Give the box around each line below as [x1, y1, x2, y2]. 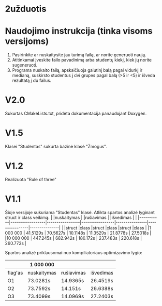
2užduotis [5, 3, 47, 15]
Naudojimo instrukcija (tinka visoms [5, 26, 153, 37]
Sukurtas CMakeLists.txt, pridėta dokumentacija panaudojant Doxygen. [5, 110, 147, 117]
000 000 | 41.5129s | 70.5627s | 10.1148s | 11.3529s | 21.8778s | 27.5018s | [5, 230, 152, 236]
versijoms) [5, 36, 49, 47]
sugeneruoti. [12, 62, 38, 68]
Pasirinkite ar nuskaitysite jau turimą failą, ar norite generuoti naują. [12, 52, 147, 58]
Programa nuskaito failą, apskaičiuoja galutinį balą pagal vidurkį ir [12, 67, 143, 73]
